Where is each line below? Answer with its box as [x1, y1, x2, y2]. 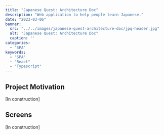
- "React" [10, 59, 30, 64]
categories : [5, 40, 30, 46]
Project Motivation [5, 82, 65, 91]
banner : [5, 21, 22, 27]
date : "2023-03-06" [5, 17, 47, 22]
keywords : [5, 50, 26, 55]
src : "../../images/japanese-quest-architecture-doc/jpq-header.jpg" [10, 26, 159, 31]
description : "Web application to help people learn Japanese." [5, 12, 144, 17]
